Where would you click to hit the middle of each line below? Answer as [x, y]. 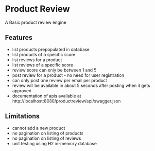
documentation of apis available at [46, 96]
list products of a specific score [44, 54]
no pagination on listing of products [48, 133]
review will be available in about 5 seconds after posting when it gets [81, 85]
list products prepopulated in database [51, 49]
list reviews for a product [37, 60]
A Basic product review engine [36, 22]
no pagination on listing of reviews [46, 138]
